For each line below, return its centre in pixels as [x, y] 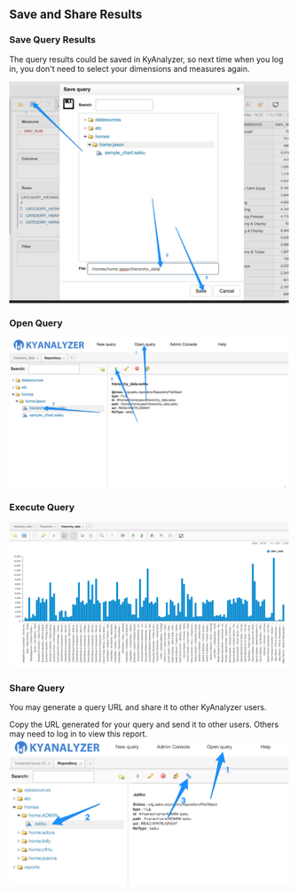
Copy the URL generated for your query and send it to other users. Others [144, 725]
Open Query [36, 323]
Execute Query [42, 507]
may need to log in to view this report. [78, 734]
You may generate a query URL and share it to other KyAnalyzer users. [138, 707]
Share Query [37, 688]
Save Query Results [52, 40]
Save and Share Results [76, 15]
